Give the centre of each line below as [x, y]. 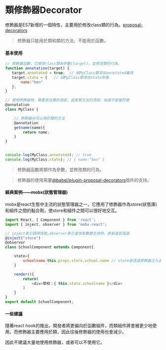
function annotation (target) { [37, 68]
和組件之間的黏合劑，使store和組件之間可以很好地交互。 [62, 210]
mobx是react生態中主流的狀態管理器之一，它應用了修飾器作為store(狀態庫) [81, 204]
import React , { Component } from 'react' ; [51, 220]
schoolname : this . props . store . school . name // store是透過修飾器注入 [91, 261]
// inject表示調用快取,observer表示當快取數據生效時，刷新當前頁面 [67, 233]
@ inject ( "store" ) [23, 238]
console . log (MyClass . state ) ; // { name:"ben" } [55, 159]
